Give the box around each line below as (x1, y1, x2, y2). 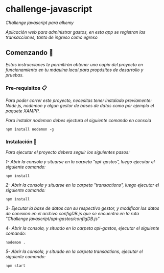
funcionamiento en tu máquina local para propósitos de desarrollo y (5, 67, 143, 73)
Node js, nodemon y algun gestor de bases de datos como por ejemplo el (5, 103, 154, 109)
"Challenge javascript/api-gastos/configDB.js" (5, 216, 100, 222)
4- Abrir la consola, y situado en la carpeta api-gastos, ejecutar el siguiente (5, 225, 160, 231)
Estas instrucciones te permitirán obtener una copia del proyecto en (5, 61, 143, 67)
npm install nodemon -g (5, 127, 54, 132)
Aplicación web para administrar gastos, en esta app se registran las (5, 29, 146, 35)
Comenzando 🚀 (5, 49, 53, 57)
